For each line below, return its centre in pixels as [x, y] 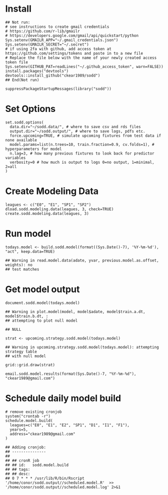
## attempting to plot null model [42, 320]
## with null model [26, 356]
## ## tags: [18, 469]
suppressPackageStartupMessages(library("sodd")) [59, 89]
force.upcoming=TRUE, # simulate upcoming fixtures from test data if [86, 136]
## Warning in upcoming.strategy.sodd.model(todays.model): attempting [82, 347]
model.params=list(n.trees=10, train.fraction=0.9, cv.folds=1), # [82, 144]
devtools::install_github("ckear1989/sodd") [53, 75]
